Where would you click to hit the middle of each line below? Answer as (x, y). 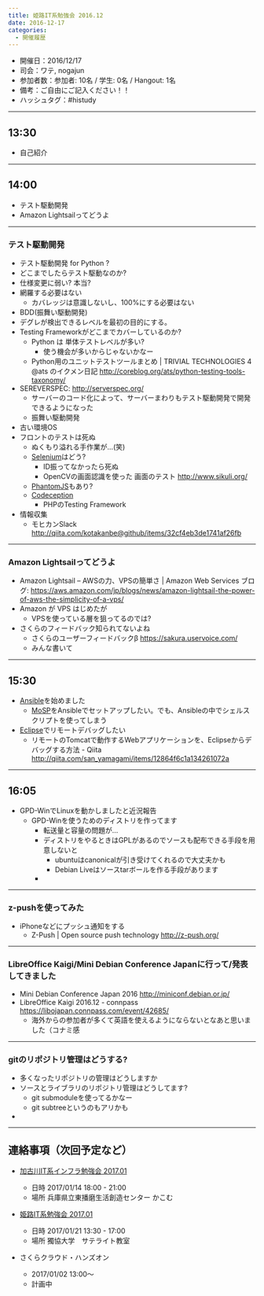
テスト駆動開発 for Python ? (64, 263)
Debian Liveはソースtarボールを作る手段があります (136, 870)
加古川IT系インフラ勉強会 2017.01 (73, 1171)
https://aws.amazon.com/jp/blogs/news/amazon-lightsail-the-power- (143, 591)
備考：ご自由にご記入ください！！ (75, 90)
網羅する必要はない (51, 293)
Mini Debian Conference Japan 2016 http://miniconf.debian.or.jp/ (125, 994)
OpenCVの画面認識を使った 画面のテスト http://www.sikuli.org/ (145, 477)
